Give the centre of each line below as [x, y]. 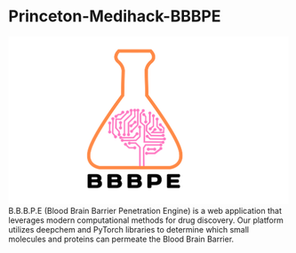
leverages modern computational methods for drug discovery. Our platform [146, 220]
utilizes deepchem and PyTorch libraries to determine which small [129, 230]
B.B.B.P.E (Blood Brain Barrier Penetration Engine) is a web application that [145, 211]
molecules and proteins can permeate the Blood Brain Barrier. [121, 239]
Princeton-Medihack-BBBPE [115, 16]
